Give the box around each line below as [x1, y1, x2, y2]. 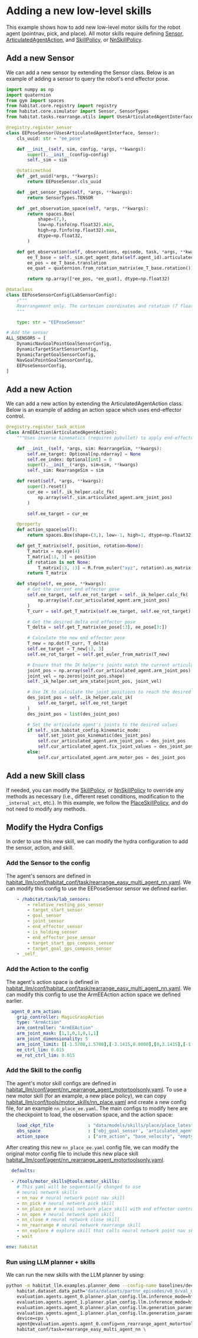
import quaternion [6, 92, 51, 98]
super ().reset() [27, 484, 67, 490]
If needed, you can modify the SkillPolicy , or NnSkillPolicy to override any [6, 787, 184, 794]
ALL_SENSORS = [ [6, 335, 46, 341]
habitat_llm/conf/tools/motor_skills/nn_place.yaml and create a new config [6, 1098, 187, 1105]
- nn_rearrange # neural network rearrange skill [16, 1223, 141, 1228]
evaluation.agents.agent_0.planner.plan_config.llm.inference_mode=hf [16, 1293, 194, 1300]
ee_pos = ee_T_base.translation [27, 260, 107, 266]
